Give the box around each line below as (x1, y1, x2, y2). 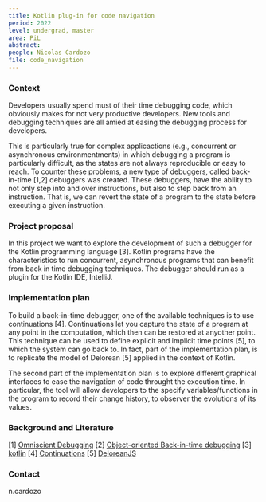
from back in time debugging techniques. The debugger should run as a (8, 264, 244, 273)
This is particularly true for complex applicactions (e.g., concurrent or (8, 141, 237, 151)
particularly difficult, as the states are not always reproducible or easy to (8, 159, 246, 168)
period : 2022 (8, 19, 52, 27)
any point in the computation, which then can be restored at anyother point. (8, 327, 256, 337)
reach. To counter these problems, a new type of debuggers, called (8, 167, 230, 176)
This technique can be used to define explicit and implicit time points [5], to (8, 335, 256, 345)
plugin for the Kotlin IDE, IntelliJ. (8, 273, 113, 282)
